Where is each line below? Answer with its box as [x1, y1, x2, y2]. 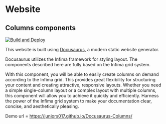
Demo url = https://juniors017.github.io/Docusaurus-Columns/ [5, 113, 133, 119]
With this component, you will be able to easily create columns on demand [5, 71, 159, 77]
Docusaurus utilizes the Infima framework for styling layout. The [5, 56, 138, 62]
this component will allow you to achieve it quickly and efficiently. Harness [5, 93, 159, 98]
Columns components [5, 24, 76, 32]
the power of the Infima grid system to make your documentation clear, [5, 98, 152, 104]
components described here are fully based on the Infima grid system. [5, 62, 151, 67]
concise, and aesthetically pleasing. [5, 103, 79, 109]
